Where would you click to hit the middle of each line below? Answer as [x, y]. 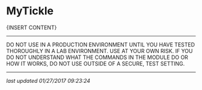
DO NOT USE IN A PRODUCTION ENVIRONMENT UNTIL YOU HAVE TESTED [101, 44]
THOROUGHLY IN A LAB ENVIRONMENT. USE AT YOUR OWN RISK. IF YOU [99, 51]
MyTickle [30, 11]
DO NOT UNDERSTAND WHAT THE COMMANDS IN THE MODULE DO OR [97, 57]
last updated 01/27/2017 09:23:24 [48, 80]
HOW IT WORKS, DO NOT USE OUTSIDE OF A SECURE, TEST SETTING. [96, 63]
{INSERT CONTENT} [32, 27]
